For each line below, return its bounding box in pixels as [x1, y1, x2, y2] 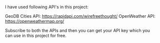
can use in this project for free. [5, 33, 67, 38]
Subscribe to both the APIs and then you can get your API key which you [5, 28, 150, 33]
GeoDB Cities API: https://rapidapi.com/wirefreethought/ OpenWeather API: [5, 13, 156, 19]
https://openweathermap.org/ [5, 19, 64, 24]
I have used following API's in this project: [5, 4, 89, 10]
